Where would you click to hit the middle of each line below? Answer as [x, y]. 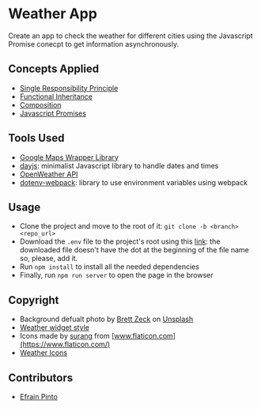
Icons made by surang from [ [67, 336]
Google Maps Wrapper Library [69, 157]
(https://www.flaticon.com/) [65, 344]
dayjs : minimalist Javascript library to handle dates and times [119, 165]
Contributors [41, 378]
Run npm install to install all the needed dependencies [110, 267]
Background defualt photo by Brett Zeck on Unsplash [106, 319]
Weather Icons [43, 353]
